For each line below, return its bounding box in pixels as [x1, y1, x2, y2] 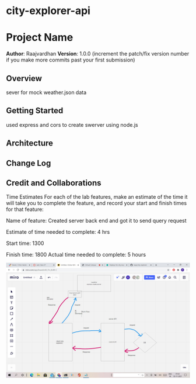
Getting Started [6, 106, 64, 116]
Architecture [6, 139, 54, 148]
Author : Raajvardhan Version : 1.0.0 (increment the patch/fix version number [6, 50, 190, 57]
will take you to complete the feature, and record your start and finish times [6, 200, 187, 207]
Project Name [6, 31, 73, 44]
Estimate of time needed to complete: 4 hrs [6, 229, 110, 236]
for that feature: [6, 206, 44, 213]
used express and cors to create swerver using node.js [6, 121, 138, 128]
